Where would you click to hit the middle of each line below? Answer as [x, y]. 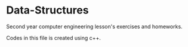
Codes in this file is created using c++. [54, 38]
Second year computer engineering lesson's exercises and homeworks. [95, 26]
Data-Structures [47, 10]
